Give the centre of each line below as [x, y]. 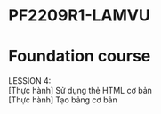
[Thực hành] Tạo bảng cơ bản [63, 100]
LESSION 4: [30, 81]
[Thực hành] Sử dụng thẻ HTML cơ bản [80, 91]
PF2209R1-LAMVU [79, 16]
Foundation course [80, 57]
